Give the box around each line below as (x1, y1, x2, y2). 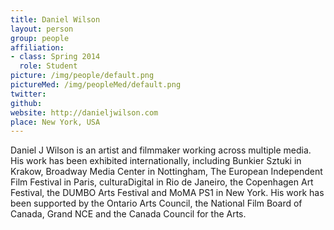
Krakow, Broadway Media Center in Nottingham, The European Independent (10, 166, 323, 178)
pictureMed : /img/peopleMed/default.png (10, 80, 182, 90)
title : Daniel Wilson (10, 14, 101, 25)
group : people (10, 33, 70, 43)
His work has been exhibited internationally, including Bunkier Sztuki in (10, 155, 302, 167)
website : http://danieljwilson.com (10, 107, 159, 118)
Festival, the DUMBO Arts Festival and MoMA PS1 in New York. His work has (10, 187, 325, 199)
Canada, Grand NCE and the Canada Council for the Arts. (10, 208, 247, 220)
